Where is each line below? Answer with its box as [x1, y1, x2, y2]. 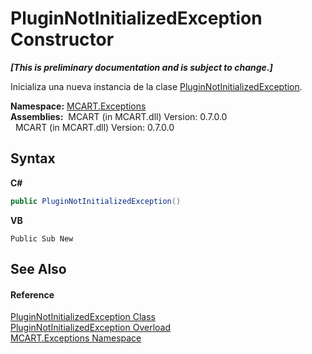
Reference [10, 288, 55, 301]
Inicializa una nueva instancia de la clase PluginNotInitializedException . [10, 80, 303, 92]
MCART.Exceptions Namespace [10, 332, 142, 344]
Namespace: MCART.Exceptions [10, 100, 147, 112]
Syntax [10, 150, 56, 167]
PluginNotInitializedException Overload [10, 322, 172, 334]
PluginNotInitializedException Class [10, 311, 156, 323]
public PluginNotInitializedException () [10, 196, 182, 206]
